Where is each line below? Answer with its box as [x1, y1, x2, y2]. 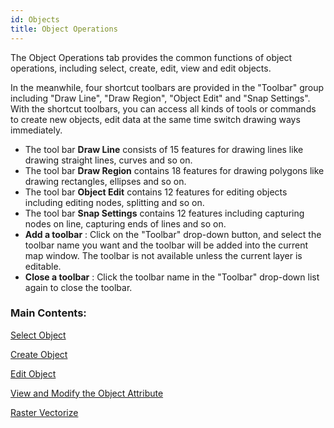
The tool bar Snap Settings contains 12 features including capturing [24, 207, 305, 219]
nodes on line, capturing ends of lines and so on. [24, 217, 227, 230]
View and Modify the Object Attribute [10, 387, 164, 399]
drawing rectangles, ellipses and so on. [24, 175, 187, 187]
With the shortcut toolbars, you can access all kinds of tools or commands [10, 102, 317, 115]
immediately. [10, 124, 63, 136]
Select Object [10, 329, 67, 341]
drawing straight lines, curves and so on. [24, 154, 193, 166]
